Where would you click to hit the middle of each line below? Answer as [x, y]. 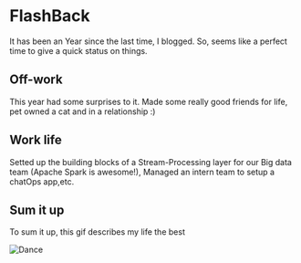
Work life [36, 140]
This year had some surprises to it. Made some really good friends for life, [149, 101]
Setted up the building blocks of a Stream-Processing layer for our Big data [150, 162]
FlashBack [50, 16]
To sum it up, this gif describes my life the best [97, 232]
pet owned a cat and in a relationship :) [83, 111]
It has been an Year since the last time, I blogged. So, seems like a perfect [148, 41]
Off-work [36, 80]
